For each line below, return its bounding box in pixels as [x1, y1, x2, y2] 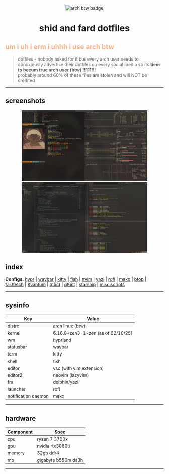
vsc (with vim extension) [53, 365, 104, 371]
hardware [5, 413, 36, 423]
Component [7, 429, 33, 435]
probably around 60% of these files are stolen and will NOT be [17, 72, 147, 78]
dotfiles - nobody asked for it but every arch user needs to [17, 56, 139, 62]
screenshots [5, 97, 46, 105]
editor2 [7, 372, 23, 378]
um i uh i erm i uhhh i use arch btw [5, 42, 114, 51]
